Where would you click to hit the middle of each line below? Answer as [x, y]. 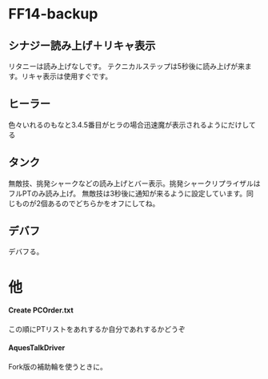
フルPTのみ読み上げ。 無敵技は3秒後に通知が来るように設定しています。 [128, 193]
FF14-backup [53, 14]
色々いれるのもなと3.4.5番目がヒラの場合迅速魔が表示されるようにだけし [129, 124]
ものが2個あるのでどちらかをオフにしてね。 [87, 203]
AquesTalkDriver [37, 348]
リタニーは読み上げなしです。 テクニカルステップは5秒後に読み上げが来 [127, 66]
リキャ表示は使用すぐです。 [67, 76]
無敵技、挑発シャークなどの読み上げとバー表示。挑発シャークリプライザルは [134, 183]
